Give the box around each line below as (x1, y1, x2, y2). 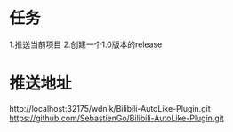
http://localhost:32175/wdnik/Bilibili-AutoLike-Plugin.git (9, 103, 211, 113)
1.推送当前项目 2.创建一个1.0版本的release (9, 39, 163, 50)
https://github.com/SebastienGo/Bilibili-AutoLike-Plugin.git (9, 113, 224, 123)
